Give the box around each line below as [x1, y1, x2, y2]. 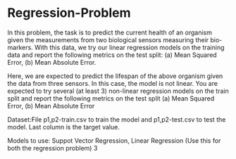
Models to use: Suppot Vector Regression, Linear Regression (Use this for [7, 136, 221, 145]
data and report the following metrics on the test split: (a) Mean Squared [7, 51, 217, 59]
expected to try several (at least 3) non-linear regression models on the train [7, 87, 229, 95]
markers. [7, 43, 33, 51]
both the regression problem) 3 [7, 144, 98, 152]
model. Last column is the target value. [7, 122, 120, 131]
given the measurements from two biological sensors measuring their [7, 35, 209, 44]
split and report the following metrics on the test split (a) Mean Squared [7, 94, 215, 103]
